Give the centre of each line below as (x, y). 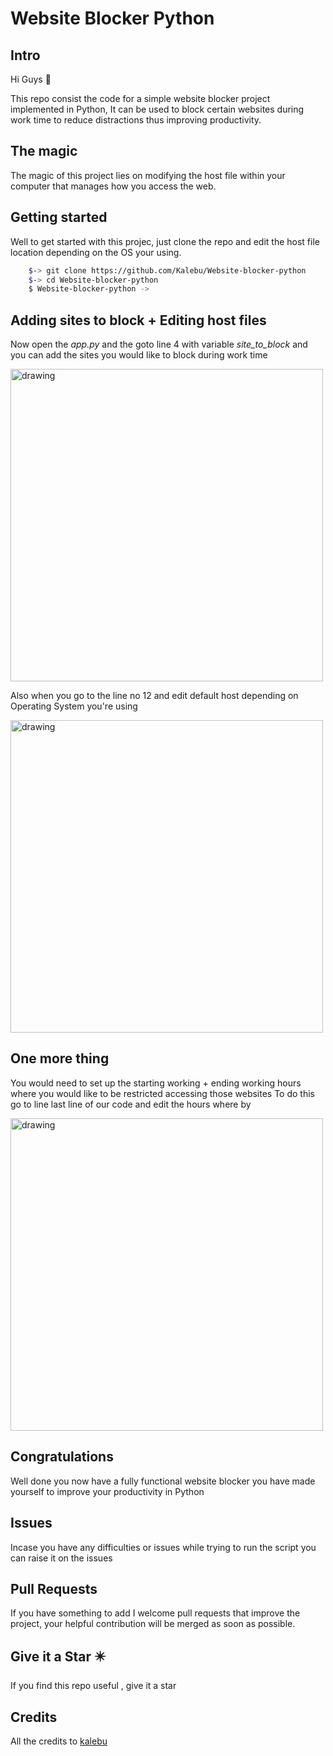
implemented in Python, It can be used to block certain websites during (157, 109)
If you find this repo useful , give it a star (93, 1686)
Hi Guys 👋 (31, 79)
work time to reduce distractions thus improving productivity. (136, 120)
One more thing (60, 1058)
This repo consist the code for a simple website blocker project (140, 98)
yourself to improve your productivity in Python (107, 1491)
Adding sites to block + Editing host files (138, 320)
